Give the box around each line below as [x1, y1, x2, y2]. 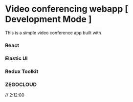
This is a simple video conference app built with [5, 30, 102, 35]
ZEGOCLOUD [5, 81, 37, 88]
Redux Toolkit [5, 68, 39, 75]
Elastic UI [5, 55, 28, 62]
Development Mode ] [5, 14, 92, 25]
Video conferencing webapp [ [5, 3, 129, 15]
